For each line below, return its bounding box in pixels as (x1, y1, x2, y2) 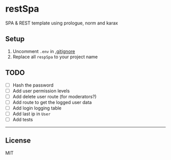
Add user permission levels (12, 88, 70, 94)
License (5, 136, 31, 145)
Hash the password (12, 82, 54, 88)
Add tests (12, 116, 33, 122)
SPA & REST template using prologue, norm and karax (5, 20, 118, 26)
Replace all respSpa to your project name (12, 54, 98, 60)
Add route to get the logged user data (12, 99, 92, 105)
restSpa (5, 3, 39, 15)
